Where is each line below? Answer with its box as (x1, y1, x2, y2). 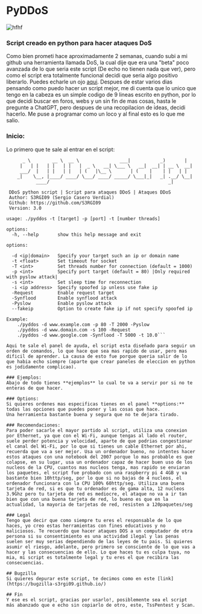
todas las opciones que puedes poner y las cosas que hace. (6, 406, 161, 412)
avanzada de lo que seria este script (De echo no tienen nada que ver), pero (6, 65, 196, 73)
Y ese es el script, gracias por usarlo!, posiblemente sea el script (6, 596, 188, 603)
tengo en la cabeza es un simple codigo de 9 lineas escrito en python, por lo (6, 91, 196, 99)
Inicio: (6, 132, 25, 140)
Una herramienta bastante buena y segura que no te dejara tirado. (6, 411, 180, 417)
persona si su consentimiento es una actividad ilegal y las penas (6, 533, 180, 539)
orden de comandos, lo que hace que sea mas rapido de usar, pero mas (6, 348, 188, 354)
